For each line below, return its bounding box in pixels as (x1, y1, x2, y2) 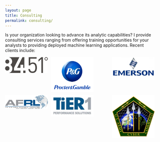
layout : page (5, 8, 32, 13)
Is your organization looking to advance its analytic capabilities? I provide (5, 32, 151, 38)
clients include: (5, 48, 35, 53)
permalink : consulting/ (5, 18, 53, 23)
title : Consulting (5, 13, 42, 18)
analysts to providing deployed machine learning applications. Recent (5, 42, 144, 48)
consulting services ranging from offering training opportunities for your (5, 37, 149, 43)
